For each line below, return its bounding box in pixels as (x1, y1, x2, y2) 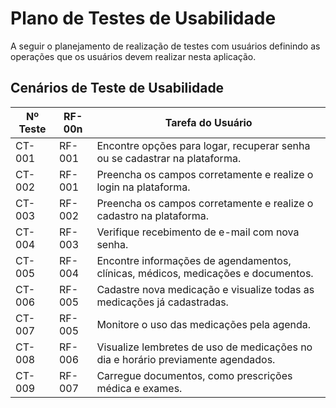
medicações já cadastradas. (96, 295, 229, 309)
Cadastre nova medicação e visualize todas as (96, 282, 315, 296)
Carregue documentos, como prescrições (96, 368, 293, 382)
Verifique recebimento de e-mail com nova (96, 225, 300, 239)
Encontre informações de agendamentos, (96, 253, 292, 267)
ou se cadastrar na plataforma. (96, 151, 242, 165)
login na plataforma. (96, 180, 191, 194)
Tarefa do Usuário (164, 115, 253, 129)
